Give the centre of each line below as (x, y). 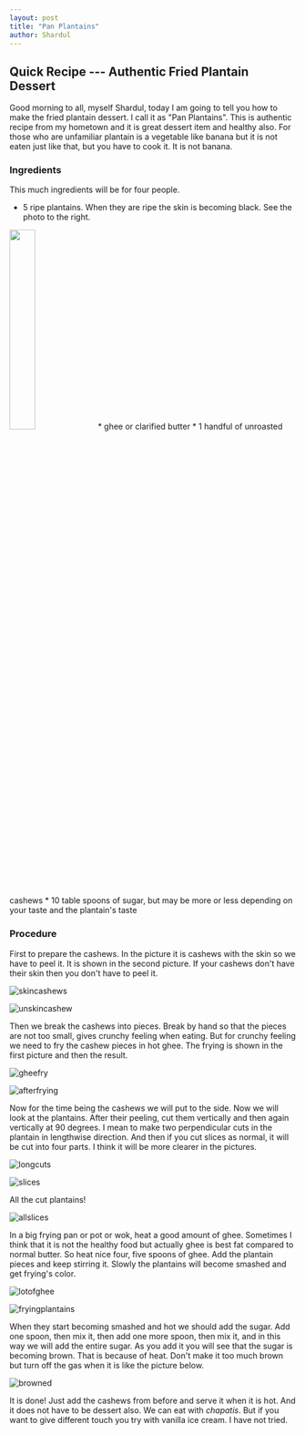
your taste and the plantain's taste (73, 910)
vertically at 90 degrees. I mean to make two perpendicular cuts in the (141, 1127)
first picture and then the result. (69, 1055)
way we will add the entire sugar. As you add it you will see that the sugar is (151, 1346)
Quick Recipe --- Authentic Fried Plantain (129, 71)
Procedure (33, 934)
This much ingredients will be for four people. (95, 190)
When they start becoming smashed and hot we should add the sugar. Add (150, 1327)
